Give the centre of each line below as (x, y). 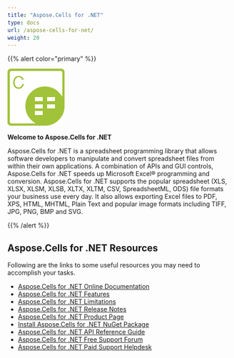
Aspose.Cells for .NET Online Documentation (83, 287)
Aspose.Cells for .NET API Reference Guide (81, 332)
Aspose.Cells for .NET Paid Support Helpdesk (85, 347)
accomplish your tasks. (41, 273)
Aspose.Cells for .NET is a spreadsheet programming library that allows (112, 151)
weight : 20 (24, 38)
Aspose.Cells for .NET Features (63, 294)
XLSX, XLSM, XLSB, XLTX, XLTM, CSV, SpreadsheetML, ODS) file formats (116, 189)
